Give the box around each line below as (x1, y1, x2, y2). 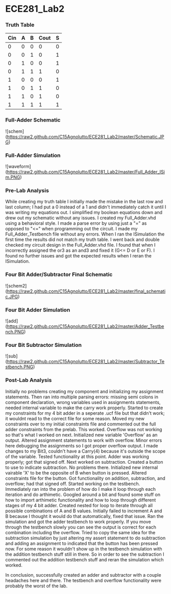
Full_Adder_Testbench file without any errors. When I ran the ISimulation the (5, 231, 165, 237)
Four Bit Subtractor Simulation (5, 341, 82, 348)
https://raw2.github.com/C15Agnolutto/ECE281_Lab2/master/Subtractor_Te (7, 359, 165, 365)
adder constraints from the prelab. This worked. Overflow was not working (5, 426, 162, 432)
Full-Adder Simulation (5, 152, 61, 159)
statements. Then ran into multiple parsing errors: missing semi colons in (5, 394, 158, 400)
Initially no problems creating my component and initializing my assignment (5, 388, 164, 394)
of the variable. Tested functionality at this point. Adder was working (5, 453, 150, 460)
